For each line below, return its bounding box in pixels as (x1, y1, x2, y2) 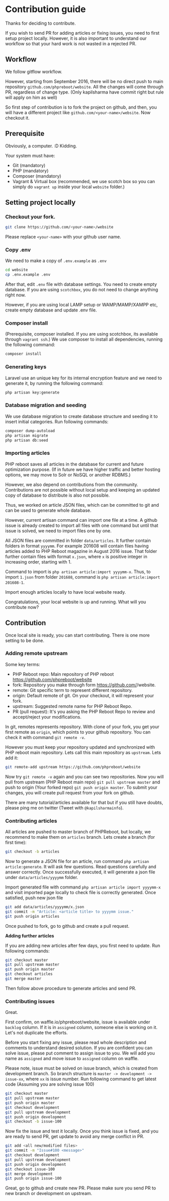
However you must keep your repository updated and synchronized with (5, 744, 155, 750)
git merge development (5, 1171, 53, 1176)
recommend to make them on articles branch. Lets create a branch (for (5, 834, 155, 840)
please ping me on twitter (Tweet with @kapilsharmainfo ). (5, 805, 124, 811)
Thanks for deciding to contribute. (5, 20, 76, 26)
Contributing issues (5, 998, 55, 1005)
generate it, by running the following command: (5, 380, 104, 386)
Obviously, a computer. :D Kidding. (5, 142, 77, 149)
